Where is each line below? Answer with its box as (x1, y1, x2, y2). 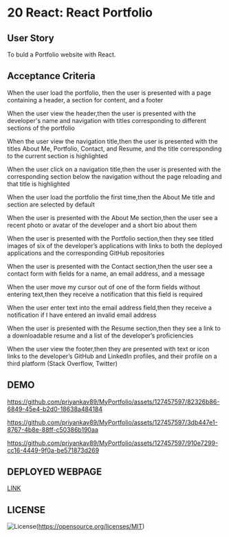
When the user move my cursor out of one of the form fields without (7, 283, 201, 291)
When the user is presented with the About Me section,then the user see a (7, 213, 218, 221)
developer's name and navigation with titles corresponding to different (7, 116, 206, 124)
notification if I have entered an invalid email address (7, 311, 157, 319)
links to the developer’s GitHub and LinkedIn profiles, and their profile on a (7, 352, 218, 360)
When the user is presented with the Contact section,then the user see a (7, 262, 213, 270)
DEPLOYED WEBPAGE (7, 466, 102, 478)
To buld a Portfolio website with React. (7, 50, 116, 58)
